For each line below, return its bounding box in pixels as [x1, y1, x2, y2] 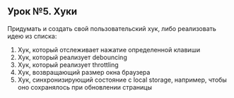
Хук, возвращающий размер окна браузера [17, 68, 151, 76]
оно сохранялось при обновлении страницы [17, 82, 152, 91]
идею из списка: [7, 32, 57, 40]
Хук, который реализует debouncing [17, 53, 127, 61]
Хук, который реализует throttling [17, 60, 119, 69]
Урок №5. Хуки [7, 6, 78, 18]
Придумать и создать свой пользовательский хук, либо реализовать [7, 24, 217, 32]
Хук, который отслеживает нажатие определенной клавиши [17, 45, 200, 54]
